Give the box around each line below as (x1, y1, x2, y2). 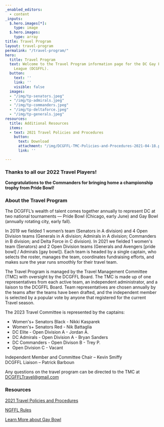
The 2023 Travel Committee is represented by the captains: (5, 309, 125, 315)
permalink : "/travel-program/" (5, 48, 69, 53)
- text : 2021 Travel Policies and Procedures (9, 130, 104, 135)
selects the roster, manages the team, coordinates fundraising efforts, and (5, 254, 154, 260)
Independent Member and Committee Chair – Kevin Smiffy (5, 354, 123, 360)
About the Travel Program (5, 197, 67, 203)
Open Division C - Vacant (12, 345, 63, 351)
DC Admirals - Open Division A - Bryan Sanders (12, 335, 108, 340)
